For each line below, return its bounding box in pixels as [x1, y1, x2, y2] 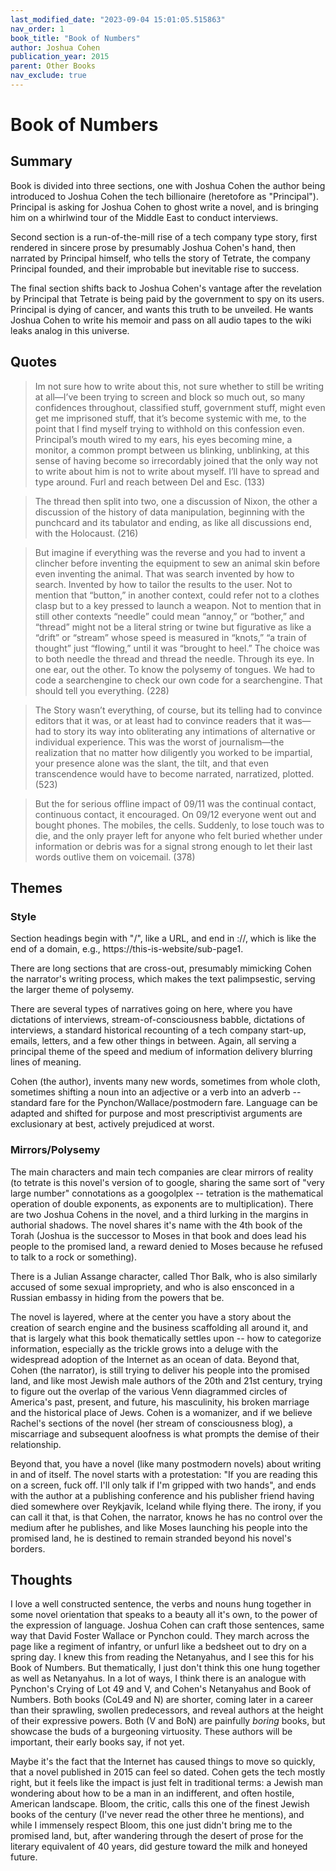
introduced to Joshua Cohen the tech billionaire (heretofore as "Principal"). [10, 190, 319, 202]
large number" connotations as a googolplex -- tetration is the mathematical [10, 1187, 324, 1199]
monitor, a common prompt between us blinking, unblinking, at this [34, 444, 310, 456]
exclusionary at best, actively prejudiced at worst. [10, 1118, 215, 1130]
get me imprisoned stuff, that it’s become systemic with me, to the [34, 412, 307, 424]
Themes [10, 880, 63, 897]
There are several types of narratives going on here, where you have [10, 1003, 293, 1015]
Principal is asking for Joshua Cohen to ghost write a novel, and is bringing [10, 201, 319, 213]
